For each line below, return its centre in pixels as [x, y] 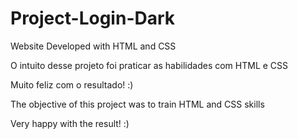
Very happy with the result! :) [70, 123]
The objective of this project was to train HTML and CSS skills [137, 104]
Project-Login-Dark [93, 18]
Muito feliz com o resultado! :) [72, 84]
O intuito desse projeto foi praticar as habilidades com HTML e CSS [149, 65]
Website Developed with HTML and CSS [93, 46]
